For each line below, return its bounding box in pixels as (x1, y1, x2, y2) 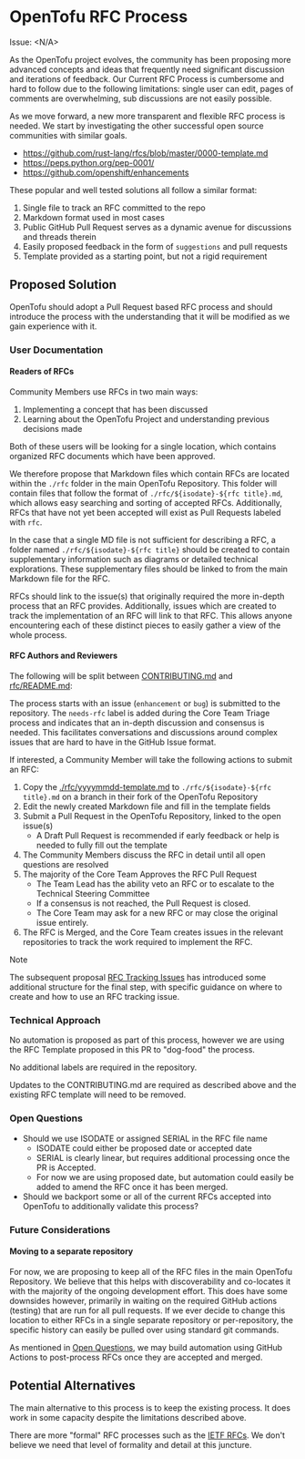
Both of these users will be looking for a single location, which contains (9, 440, 277, 452)
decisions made (22, 423, 83, 434)
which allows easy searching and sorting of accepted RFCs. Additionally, (9, 497, 282, 508)
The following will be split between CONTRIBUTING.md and (9, 671, 234, 682)
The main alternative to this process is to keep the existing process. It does (9, 1402, 291, 1413)
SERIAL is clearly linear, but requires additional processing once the (36, 1152, 290, 1163)
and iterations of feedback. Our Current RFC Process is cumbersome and (9, 73, 285, 84)
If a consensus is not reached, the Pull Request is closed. (36, 898, 251, 909)
